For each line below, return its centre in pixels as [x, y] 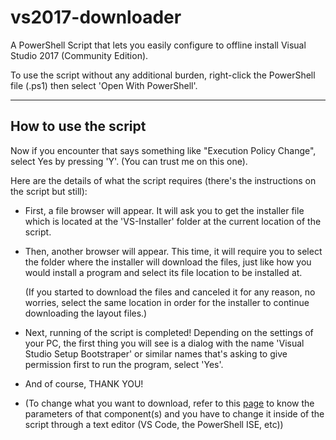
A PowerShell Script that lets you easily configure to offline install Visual [158, 45]
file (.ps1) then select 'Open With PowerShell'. [104, 85]
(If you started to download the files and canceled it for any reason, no [170, 292]
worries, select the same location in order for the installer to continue [167, 302]
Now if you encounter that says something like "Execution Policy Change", [163, 150]
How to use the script [78, 126]
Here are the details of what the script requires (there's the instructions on [163, 180]
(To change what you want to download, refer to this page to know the [169, 403]
